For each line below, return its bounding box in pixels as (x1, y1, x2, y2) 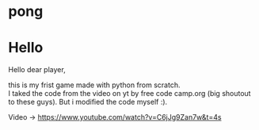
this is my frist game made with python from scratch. (8, 80, 181, 90)
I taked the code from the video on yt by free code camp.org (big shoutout (8, 89, 251, 98)
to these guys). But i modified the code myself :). (8, 97, 168, 107)
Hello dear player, (8, 65, 66, 75)
